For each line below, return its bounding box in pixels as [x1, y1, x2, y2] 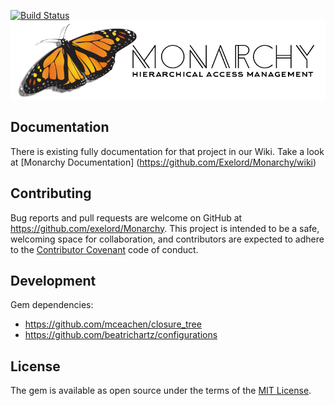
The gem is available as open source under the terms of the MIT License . [10, 385, 312, 397]
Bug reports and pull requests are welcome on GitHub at [10, 211, 243, 224]
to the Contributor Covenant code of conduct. [10, 243, 199, 255]
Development [10, 273, 97, 290]
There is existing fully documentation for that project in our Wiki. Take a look [10, 145, 325, 157]
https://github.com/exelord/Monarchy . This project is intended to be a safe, [10, 222, 320, 234]
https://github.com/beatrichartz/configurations [24, 329, 218, 341]
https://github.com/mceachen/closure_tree [24, 318, 202, 330]
